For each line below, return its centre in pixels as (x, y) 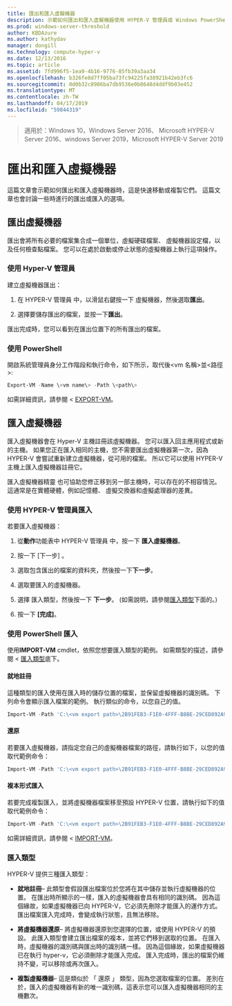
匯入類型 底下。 (42, 659)
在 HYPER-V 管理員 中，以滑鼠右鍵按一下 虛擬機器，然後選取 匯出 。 (113, 299)
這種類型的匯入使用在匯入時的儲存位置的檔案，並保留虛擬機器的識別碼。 (110, 693)
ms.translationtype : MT (41, 90)
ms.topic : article (33, 65)
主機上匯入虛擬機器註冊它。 (47, 467)
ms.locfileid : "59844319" (44, 110)
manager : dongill (32, 46)
